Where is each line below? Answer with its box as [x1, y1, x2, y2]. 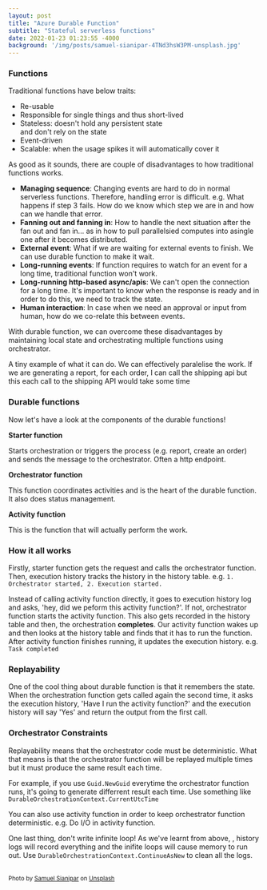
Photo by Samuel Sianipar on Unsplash [8, 874, 115, 882]
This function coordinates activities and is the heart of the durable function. [8, 485, 257, 495]
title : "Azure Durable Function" [8, 19, 120, 27]
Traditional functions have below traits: [8, 86, 137, 96]
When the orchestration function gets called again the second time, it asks [8, 691, 253, 700]
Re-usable [19, 102, 54, 111]
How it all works [8, 545, 72, 556]
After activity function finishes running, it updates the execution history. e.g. [8, 637, 258, 646]
